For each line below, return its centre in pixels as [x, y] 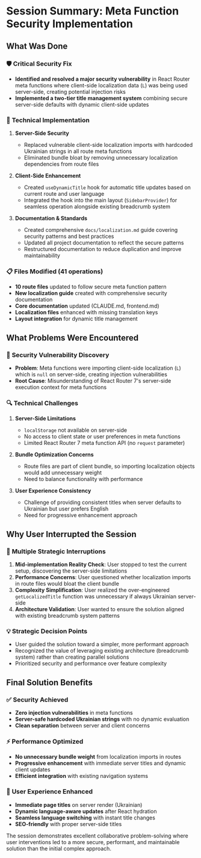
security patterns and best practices [69, 237]
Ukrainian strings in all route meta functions [78, 151]
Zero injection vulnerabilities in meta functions [74, 713]
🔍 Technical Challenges [42, 403]
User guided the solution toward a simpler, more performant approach [102, 644]
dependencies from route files [61, 164]
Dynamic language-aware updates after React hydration [86, 811]
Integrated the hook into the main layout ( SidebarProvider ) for [100, 201]
